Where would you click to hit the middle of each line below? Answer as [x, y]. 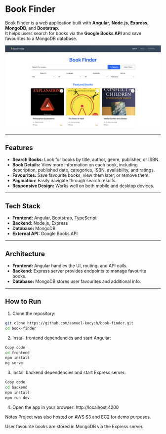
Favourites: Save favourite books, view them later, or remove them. [81, 175]
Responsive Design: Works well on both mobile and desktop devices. [83, 186]
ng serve [14, 363]
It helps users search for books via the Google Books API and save [73, 33]
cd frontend [17, 353]
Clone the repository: [34, 313]
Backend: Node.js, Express [40, 223]
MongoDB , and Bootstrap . [32, 28]
